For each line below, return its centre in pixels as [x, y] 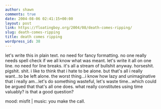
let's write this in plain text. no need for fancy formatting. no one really [76, 55]
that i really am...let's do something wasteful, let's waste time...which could [81, 81]
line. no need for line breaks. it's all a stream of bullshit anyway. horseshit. [80, 65]
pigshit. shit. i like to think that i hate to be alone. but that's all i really [74, 71]
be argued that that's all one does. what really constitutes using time [74, 87]
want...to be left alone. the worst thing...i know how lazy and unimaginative [80, 76]
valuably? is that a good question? [40, 91]
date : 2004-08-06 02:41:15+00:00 [39, 19]
